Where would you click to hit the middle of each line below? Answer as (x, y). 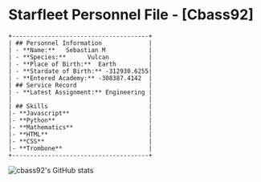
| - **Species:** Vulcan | (80, 57)
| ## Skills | (80, 106)
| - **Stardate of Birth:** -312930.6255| (80, 71)
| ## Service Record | (80, 85)
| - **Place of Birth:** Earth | (80, 64)
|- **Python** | (80, 120)
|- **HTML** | (80, 134)
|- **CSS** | (80, 141)
